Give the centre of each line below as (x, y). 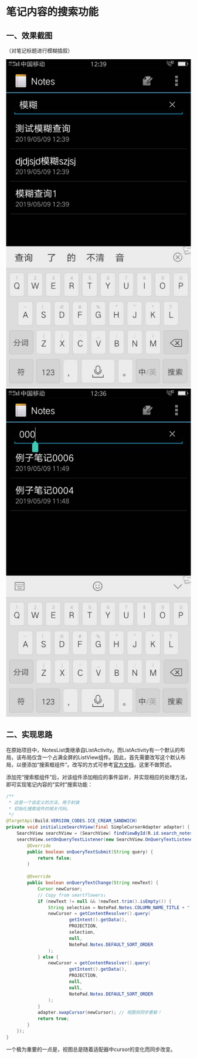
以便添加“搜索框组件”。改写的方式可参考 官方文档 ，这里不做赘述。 (96, 764)
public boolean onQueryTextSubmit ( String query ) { (90, 852)
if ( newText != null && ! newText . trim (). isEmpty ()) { (104, 901)
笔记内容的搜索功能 (52, 12)
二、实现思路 (29, 735)
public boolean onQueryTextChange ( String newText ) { (93, 883)
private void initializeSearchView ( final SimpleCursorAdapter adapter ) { (98, 827)
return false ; (55, 858)
